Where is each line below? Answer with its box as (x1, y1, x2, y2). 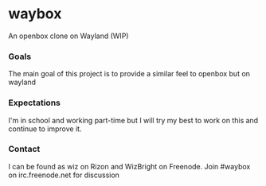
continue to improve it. (8, 124, 82, 134)
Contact (8, 144, 41, 155)
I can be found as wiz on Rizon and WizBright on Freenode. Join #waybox (8, 161, 251, 171)
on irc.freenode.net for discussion (8, 170, 119, 180)
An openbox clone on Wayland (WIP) (8, 31, 129, 41)
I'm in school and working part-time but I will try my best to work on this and (8, 115, 259, 125)
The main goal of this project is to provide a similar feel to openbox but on (8, 69, 251, 79)
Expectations (8, 97, 61, 108)
